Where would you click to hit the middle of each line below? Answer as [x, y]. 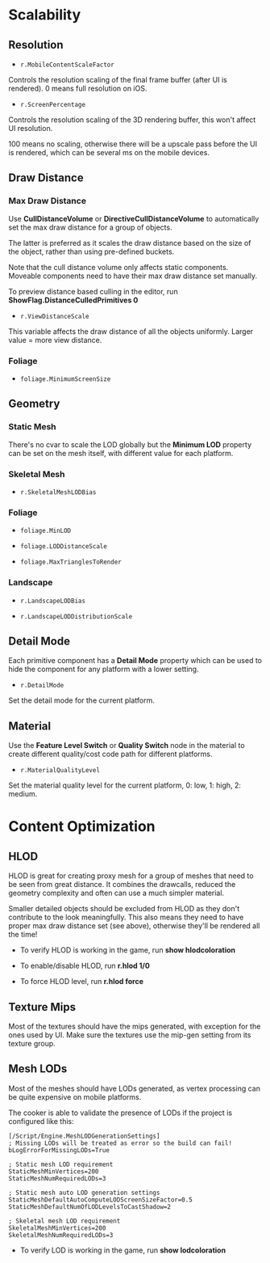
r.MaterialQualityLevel [60, 771]
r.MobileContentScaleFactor [67, 65]
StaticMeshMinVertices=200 [54, 1171]
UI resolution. [31, 128]
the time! [23, 935]
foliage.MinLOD [46, 531]
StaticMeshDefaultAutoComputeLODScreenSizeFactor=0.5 [101, 1200]
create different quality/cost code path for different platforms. [110, 754]
